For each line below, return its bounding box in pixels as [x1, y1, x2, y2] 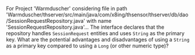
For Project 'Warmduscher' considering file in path [6, 5, 127, 12]
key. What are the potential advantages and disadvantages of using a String [6, 36, 190, 43]
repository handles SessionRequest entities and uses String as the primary [6, 30, 185, 37]
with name [86, 18, 112, 24]
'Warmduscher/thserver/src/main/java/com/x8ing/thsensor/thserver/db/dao [6, 11, 189, 18]
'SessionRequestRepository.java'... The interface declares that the [6, 23, 165, 30]
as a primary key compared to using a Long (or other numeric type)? [6, 42, 169, 49]
